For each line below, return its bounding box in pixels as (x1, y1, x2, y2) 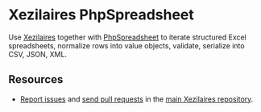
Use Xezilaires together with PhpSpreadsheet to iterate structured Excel (8, 32, 247, 42)
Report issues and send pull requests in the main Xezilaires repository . (19, 94, 254, 104)
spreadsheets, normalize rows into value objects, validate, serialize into (8, 40, 245, 50)
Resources (8, 73, 64, 86)
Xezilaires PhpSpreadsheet (8, 6, 195, 24)
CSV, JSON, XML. (8, 49, 67, 59)
